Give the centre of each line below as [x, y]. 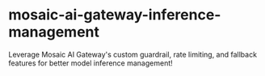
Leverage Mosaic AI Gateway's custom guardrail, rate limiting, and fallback [132, 54]
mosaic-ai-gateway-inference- [115, 15]
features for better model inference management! [91, 63]
